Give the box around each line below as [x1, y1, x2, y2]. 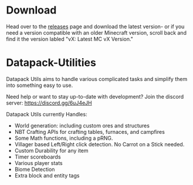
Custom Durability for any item [14, 147, 89, 154]
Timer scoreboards [14, 153, 61, 160]
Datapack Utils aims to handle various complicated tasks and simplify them [6, 75, 188, 82]
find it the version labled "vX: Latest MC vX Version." [6, 35, 134, 42]
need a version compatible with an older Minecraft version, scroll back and [6, 29, 187, 36]
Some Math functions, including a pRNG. [14, 134, 113, 142]
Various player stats [14, 159, 63, 166]
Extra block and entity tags [14, 171, 80, 179]
